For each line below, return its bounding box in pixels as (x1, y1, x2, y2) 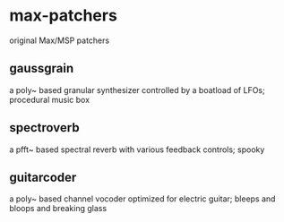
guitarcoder (9, 169, 77, 184)
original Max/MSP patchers (9, 35, 110, 46)
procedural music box (9, 94, 90, 105)
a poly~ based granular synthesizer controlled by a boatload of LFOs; (9, 84, 266, 95)
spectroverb (9, 120, 80, 135)
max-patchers (9, 5, 118, 26)
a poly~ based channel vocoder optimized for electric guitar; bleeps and (9, 193, 276, 204)
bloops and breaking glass (9, 203, 108, 214)
